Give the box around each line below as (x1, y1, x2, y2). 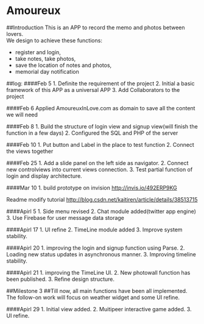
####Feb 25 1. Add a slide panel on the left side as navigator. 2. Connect (6, 159, 189, 166)
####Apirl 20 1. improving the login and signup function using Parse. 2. (6, 244, 185, 252)
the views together (6, 147, 54, 155)
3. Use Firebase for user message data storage (6, 214, 125, 221)
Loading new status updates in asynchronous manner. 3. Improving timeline (6, 250, 196, 258)
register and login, (15, 48, 61, 55)
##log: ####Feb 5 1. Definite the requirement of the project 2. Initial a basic (6, 80, 195, 87)
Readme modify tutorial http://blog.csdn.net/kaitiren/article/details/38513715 (6, 195, 198, 203)
